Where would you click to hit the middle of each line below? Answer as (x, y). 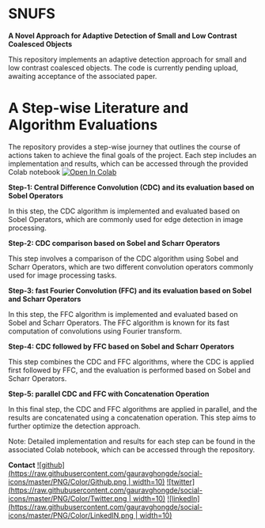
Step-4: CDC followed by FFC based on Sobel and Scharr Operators (121, 346)
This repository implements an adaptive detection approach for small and (127, 59)
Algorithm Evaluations (83, 125)
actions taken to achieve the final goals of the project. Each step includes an (132, 155)
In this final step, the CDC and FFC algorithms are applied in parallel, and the (133, 409)
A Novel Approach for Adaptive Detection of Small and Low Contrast (123, 36)
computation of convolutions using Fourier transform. (95, 331)
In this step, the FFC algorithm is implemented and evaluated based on (123, 314)
